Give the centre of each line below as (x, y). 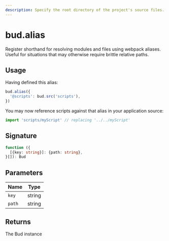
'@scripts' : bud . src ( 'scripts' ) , (45, 97)
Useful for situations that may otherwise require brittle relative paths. (77, 54)
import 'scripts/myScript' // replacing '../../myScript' (68, 120)
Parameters (24, 173)
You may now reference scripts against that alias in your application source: (84, 111)
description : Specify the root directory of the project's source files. (85, 10)
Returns (18, 222)
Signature (21, 136)
